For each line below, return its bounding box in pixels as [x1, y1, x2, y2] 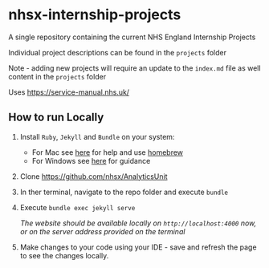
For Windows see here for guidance [31, 156, 151, 165]
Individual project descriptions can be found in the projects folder [8, 47, 227, 57]
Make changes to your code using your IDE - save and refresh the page [19, 242, 257, 252]
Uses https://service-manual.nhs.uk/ [8, 87, 130, 97]
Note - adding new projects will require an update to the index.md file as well [8, 63, 261, 73]
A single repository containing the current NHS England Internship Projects [8, 32, 256, 42]
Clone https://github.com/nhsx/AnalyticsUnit [19, 171, 168, 181]
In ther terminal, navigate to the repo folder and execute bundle [19, 187, 229, 197]
